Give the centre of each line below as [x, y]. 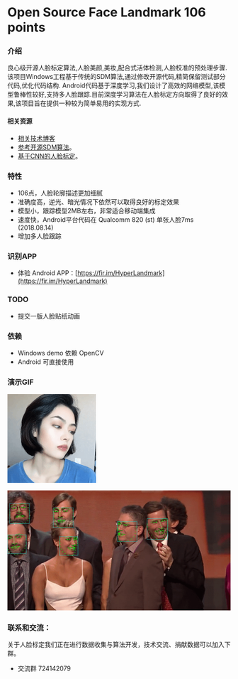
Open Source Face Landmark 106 [107, 12]
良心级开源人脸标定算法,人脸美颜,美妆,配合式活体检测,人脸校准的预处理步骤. [118, 68]
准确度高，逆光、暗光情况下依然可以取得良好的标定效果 [98, 202]
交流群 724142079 [44, 668]
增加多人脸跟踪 [39, 236]
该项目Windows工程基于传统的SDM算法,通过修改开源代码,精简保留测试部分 [117, 77]
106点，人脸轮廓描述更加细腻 [60, 193]
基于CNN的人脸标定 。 [50, 156]
